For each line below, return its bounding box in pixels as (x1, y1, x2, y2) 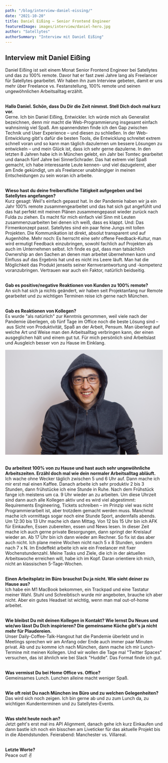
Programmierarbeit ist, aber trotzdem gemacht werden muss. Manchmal (5, 508, 154, 514)
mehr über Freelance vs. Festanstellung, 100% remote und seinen (5, 83, 141, 89)
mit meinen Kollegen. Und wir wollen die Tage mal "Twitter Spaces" (23, 649, 162, 655)
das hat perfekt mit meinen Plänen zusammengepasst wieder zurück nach (5, 208, 158, 215)
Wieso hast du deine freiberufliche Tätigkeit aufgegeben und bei (5, 187, 142, 193)
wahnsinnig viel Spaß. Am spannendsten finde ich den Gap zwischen (5, 124, 148, 130)
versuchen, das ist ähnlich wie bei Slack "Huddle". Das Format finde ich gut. (5, 655, 161, 661)
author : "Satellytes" (5, 29, 50, 35)
